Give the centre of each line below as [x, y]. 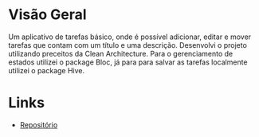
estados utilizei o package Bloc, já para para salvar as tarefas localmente [128, 62]
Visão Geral [47, 15]
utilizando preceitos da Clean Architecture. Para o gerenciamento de [121, 53]
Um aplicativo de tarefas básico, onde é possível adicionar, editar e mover [130, 37]
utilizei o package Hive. [47, 70]
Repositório [39, 124]
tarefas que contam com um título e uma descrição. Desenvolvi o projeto [128, 45]
